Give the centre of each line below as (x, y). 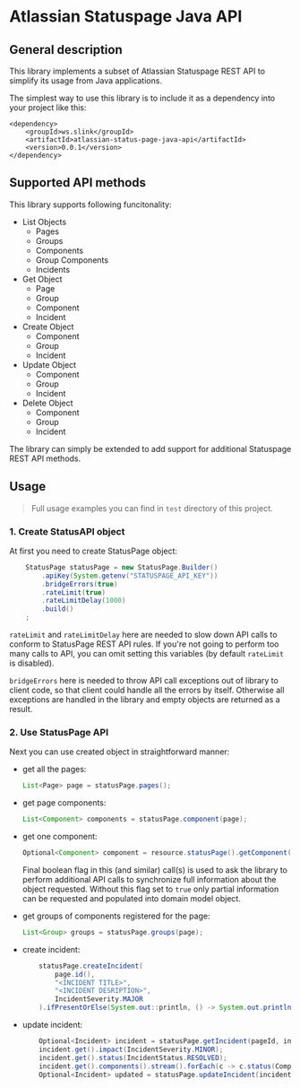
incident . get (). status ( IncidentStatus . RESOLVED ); (133, 1058)
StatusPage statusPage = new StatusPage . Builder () (122, 567)
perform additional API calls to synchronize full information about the (149, 879)
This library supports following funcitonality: (90, 205)
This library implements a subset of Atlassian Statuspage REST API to (137, 71)
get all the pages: (54, 770)
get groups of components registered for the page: (116, 916)
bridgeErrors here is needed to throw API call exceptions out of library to (144, 681)
